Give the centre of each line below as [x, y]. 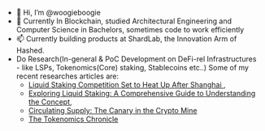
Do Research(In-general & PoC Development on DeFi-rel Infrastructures [136, 59]
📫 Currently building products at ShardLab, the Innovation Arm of [126, 39]
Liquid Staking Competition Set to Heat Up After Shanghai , [127, 85]
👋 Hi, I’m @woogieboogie [59, 13]
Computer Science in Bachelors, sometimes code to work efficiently [130, 30]
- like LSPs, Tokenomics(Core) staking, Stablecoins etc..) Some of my [132, 68]
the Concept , [50, 102]
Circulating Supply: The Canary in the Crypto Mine [113, 110]
